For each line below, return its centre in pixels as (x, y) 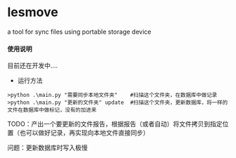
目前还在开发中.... (33, 66)
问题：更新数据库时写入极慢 (48, 147)
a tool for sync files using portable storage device (79, 32)
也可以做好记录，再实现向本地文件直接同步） (84, 133)
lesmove (33, 12)
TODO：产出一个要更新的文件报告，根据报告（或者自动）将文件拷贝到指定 (115, 124)
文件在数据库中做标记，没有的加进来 (52, 110)
